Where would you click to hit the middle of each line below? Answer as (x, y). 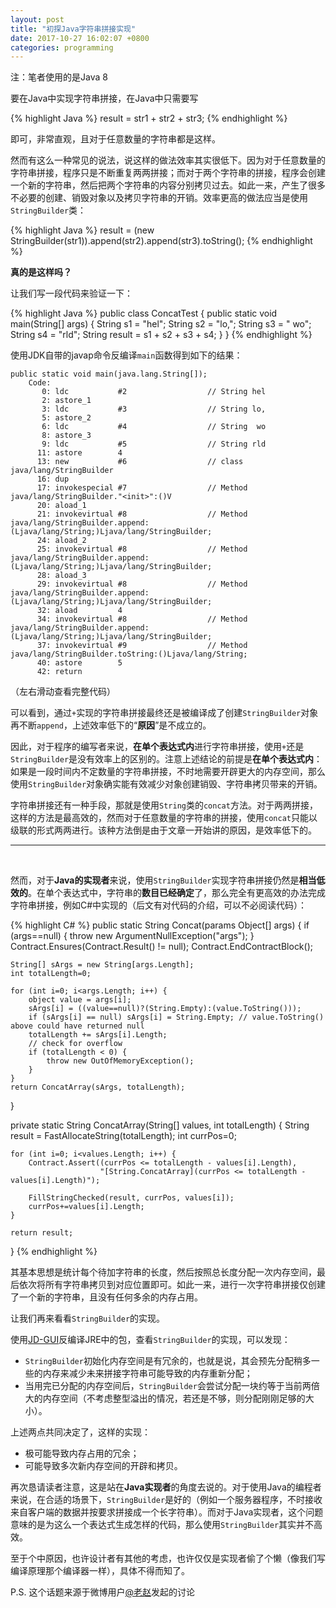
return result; (42, 1233)
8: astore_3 (66, 436)
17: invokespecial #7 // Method (142, 488)
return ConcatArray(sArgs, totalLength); (98, 1087)
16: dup (53, 479)
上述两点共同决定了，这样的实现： (80, 1432)
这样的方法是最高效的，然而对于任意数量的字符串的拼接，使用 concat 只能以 (164, 818)
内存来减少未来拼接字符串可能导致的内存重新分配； (147, 1373)
